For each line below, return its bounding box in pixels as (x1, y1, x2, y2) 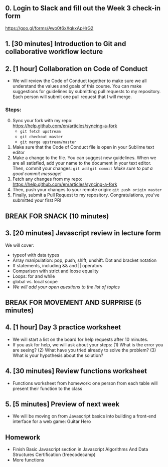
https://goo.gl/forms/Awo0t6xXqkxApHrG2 (5, 25, 94, 31)
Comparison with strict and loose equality (12, 268, 99, 274)
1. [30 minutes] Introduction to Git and (5, 40, 126, 48)
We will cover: (5, 242, 34, 248)
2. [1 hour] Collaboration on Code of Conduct (5, 65, 148, 73)
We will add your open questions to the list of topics (12, 284, 120, 290)
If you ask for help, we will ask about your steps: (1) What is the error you (12, 341, 163, 347)
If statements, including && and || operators (12, 262, 103, 268)
